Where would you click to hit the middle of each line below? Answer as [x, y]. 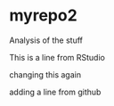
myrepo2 [43, 16]
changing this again [45, 74]
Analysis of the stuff [46, 40]
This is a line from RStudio [57, 57]
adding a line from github [55, 92]
